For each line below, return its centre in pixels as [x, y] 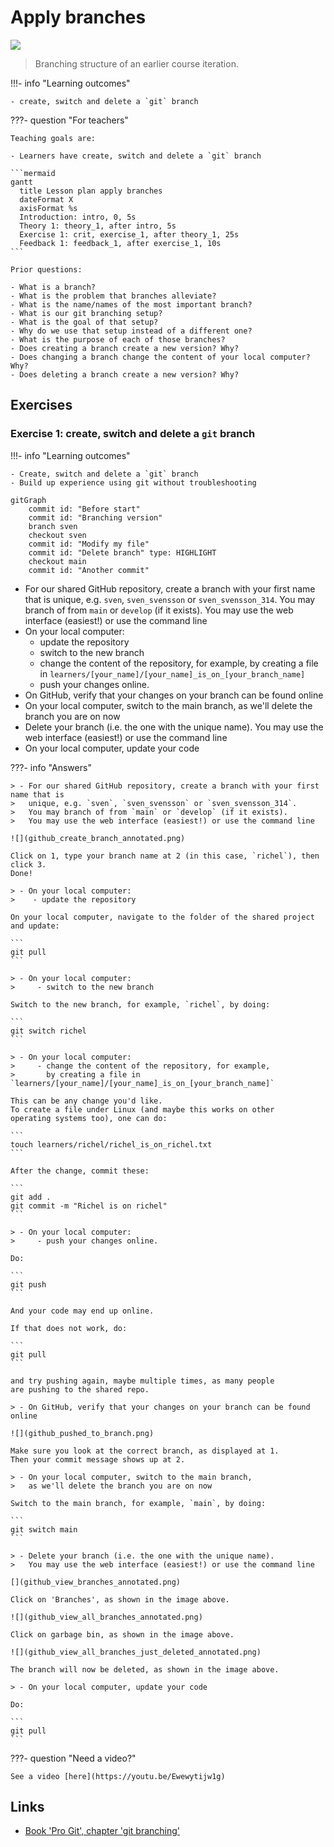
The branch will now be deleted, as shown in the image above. [145, 1669]
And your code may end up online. [82, 1311]
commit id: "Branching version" [95, 517]
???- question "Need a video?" [73, 1758]
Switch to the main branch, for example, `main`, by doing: [138, 1503]
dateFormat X [46, 199]
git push [28, 1284]
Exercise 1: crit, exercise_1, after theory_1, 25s [129, 234]
